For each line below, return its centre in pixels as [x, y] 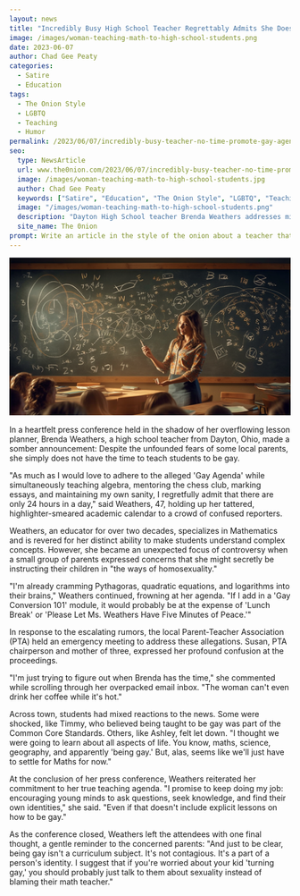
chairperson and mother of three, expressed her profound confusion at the [146, 651]
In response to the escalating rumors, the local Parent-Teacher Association [146, 631]
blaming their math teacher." [61, 882]
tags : [19, 94]
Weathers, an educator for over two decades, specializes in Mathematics [144, 530]
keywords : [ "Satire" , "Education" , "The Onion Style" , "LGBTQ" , [139, 198]
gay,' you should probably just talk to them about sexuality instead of [136, 872]
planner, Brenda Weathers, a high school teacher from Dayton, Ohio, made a [150, 439]
